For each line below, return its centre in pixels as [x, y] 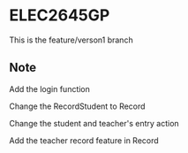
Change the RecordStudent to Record [77, 106]
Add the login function [50, 88]
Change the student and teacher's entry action [94, 123]
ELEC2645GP [60, 15]
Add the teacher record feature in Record [84, 140]
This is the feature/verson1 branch [71, 40]
